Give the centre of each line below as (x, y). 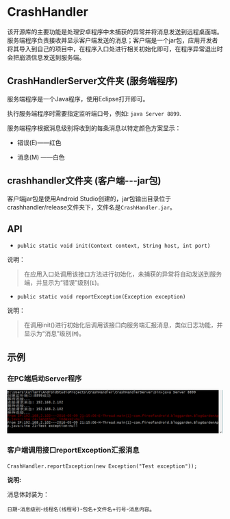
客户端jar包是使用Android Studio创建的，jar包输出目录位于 (89, 199)
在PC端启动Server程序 (44, 379)
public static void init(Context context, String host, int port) (114, 246)
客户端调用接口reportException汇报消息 (73, 451)
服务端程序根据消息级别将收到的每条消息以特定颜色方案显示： (94, 128)
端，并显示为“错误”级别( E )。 (63, 283)
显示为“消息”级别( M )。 (54, 333)
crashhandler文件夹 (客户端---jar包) (84, 181)
